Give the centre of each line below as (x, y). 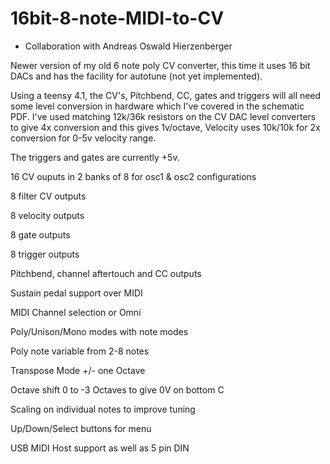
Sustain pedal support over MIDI (76, 293)
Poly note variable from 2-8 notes (80, 351)
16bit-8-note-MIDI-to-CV (117, 18)
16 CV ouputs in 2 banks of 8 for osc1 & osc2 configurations (133, 176)
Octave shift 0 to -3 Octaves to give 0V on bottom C (117, 389)
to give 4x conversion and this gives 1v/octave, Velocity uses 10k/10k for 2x (165, 127)
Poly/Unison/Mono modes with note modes (99, 331)
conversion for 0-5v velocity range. (83, 138)
